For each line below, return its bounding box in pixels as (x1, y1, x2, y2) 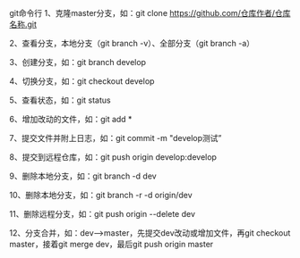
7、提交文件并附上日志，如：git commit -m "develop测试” (9, 133, 222, 143)
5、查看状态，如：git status (9, 95, 111, 105)
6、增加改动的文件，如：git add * (9, 114, 133, 124)
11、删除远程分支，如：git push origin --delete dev (9, 209, 195, 219)
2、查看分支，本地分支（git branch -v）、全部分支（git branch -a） (9, 38, 255, 48)
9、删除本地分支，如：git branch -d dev (9, 171, 157, 181)
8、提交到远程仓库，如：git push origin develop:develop (9, 152, 218, 162)
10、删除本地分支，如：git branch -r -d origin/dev (9, 190, 193, 200)
